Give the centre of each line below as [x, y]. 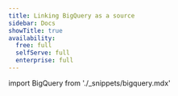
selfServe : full [43, 53]
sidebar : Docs [32, 23]
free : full [34, 46]
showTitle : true [35, 30]
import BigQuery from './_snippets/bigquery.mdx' [89, 83]
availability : [32, 38]
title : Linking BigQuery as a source [72, 16]
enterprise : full [45, 61]
